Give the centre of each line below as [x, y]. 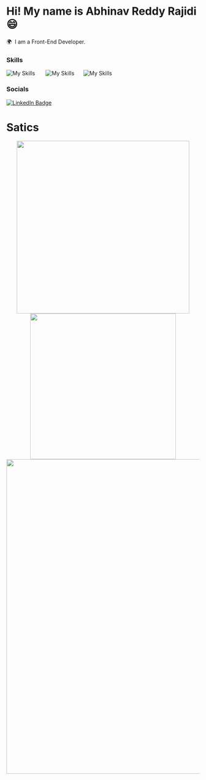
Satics [23, 127]
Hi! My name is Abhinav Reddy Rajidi [101, 11]
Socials [17, 89]
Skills [15, 60]
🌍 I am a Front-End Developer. [46, 42]
